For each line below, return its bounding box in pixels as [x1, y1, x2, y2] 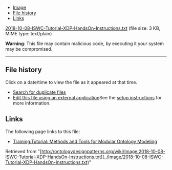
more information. [12, 100, 51, 106]
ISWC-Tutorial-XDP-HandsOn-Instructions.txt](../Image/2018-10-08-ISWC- [5, 154, 164, 160]
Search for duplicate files [12, 89, 66, 95]
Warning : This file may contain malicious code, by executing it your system [5, 40, 164, 47]
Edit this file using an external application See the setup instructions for [12, 94, 162, 100]
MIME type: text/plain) [5, 31, 52, 36]
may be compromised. [5, 46, 53, 52]
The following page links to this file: [5, 128, 80, 135]
